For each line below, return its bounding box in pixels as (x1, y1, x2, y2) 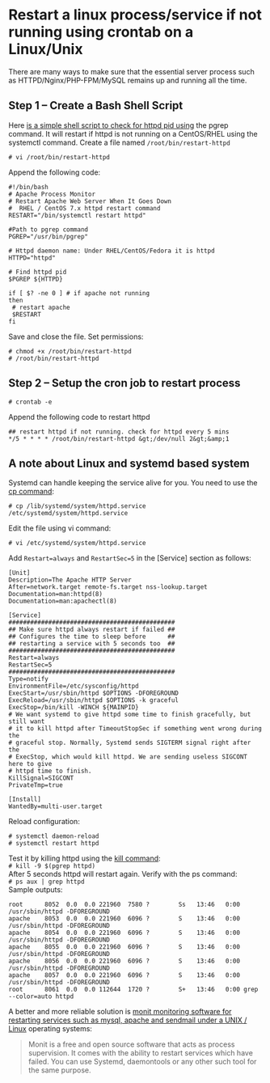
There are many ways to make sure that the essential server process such (8, 66, 255, 76)
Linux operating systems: (8, 1024, 93, 1034)
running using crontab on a (8, 23, 194, 41)
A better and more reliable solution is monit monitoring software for (8, 1007, 232, 1017)
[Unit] (8, 569, 31, 577)
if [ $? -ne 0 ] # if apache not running (8, 289, 150, 297)
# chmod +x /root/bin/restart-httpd (8, 347, 132, 355)
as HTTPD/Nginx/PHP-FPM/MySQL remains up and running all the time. (8, 75, 247, 85)
